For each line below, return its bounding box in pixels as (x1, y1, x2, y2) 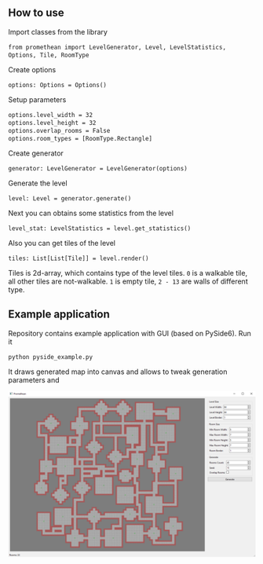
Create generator (8, 148, 64, 158)
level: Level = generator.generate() (8, 194, 132, 203)
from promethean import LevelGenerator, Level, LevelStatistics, (8, 43, 226, 51)
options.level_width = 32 (8, 111, 93, 119)
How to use (8, 6, 64, 20)
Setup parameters (8, 94, 67, 104)
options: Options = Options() (8, 81, 108, 89)
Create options (8, 64, 57, 74)
